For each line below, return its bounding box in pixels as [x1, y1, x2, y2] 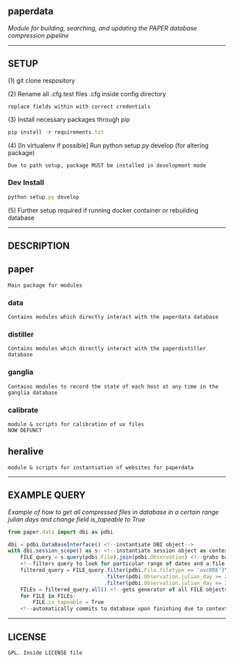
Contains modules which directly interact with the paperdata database [8, 314, 218, 321]
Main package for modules [8, 282, 82, 289]
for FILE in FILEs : [20, 592, 77, 600]
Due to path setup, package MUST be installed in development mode [8, 162, 207, 169]
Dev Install [8, 178, 44, 188]
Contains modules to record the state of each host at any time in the [8, 383, 218, 390]
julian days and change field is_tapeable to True [8, 515, 146, 524]
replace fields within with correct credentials [8, 103, 151, 110]
